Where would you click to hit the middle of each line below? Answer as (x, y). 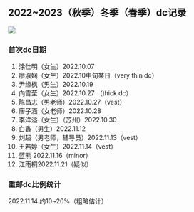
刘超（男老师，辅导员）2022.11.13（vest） (80, 138)
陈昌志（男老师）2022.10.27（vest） (72, 102)
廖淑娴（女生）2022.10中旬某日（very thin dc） (88, 75)
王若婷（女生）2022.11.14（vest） (67, 147)
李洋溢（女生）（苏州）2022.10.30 (67, 120)
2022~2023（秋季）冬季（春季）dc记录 (97, 13)
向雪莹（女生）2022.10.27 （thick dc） (75, 93)
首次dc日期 (27, 50)
